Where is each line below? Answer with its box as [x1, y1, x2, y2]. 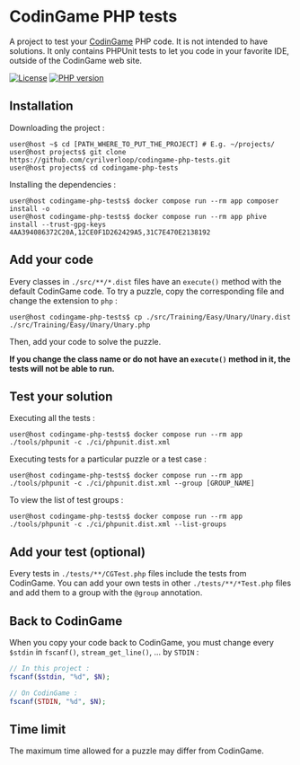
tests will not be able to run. [9, 363, 115, 374]
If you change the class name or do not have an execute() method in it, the [9, 353, 291, 365]
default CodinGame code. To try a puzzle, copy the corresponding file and [9, 286, 285, 296]
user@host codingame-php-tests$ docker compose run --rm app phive [9, 212, 268, 221]
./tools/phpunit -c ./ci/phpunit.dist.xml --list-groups [9, 520, 227, 529]
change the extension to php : [9, 295, 119, 306]
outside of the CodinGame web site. [9, 55, 142, 66]
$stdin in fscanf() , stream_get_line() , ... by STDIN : [9, 646, 199, 657]
